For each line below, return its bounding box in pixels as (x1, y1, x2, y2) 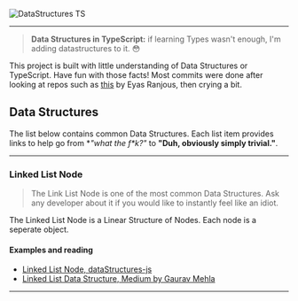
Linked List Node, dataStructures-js (21, 264, 153, 274)
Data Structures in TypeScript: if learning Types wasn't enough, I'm (30, 34, 281, 44)
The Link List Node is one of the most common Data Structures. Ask (30, 189, 279, 199)
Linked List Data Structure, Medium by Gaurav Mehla (21, 274, 216, 284)
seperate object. (9, 224, 69, 235)
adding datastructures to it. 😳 (30, 43, 141, 53)
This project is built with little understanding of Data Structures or (9, 60, 248, 71)
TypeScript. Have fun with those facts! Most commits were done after (9, 70, 263, 80)
